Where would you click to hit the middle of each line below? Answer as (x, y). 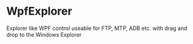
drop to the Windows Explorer (44, 34)
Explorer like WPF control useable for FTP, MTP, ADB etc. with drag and (97, 28)
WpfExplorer (39, 11)
